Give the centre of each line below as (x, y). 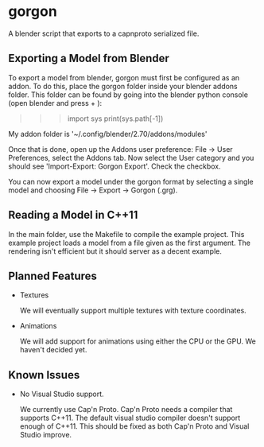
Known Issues (44, 375)
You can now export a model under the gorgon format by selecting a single (131, 181)
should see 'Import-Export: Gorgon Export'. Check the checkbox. (115, 166)
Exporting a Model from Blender (89, 58)
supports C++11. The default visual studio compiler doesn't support (130, 418)
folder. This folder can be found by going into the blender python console (128, 95)
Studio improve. (46, 435)
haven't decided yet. (53, 350)
